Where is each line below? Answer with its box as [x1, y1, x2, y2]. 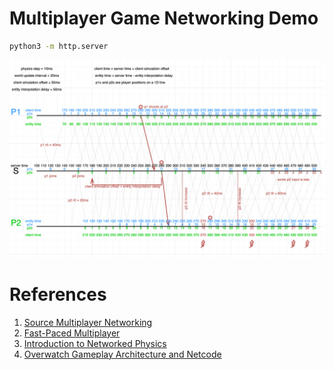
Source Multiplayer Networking [23, 316, 153, 328]
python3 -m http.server [9, 41, 109, 51]
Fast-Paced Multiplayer [23, 327, 121, 339]
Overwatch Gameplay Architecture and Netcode [23, 348, 222, 360]
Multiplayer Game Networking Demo [9, 7, 319, 30]
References [9, 283, 107, 306]
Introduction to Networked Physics [23, 337, 167, 349]
